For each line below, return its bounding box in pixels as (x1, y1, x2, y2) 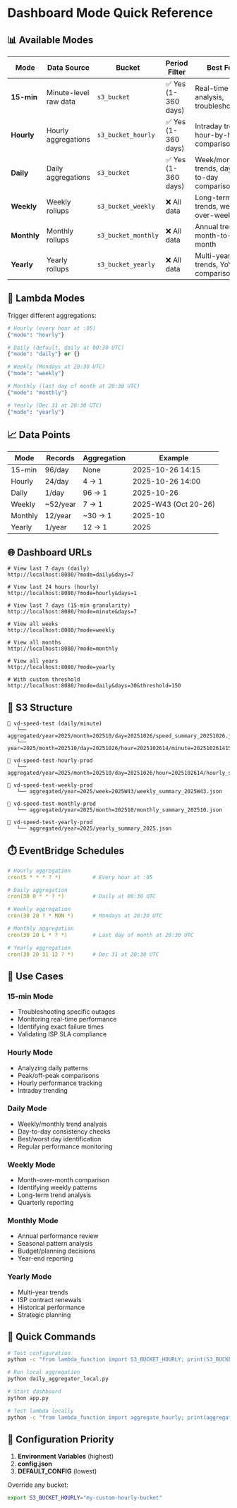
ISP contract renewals (17, 1295, 82, 1304)
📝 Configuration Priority (7, 1433, 114, 1445)
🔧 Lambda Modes (7, 293, 85, 305)
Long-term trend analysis (17, 1191, 92, 1199)
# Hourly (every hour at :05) (7, 324, 97, 332)
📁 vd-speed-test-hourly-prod (7, 757, 93, 764)
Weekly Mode (7, 1160, 56, 1170)
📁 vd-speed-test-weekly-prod (7, 782, 93, 789)
